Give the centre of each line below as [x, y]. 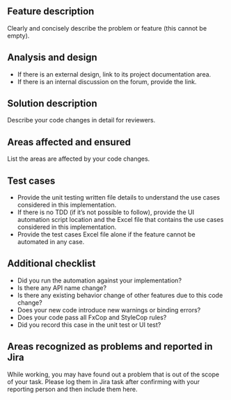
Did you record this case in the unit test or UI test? [89, 325]
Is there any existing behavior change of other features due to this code [120, 295]
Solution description [52, 104]
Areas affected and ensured [69, 142]
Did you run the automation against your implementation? [99, 280]
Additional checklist [51, 264]
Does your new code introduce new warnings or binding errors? [109, 310]
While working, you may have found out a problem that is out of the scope [113, 374]
